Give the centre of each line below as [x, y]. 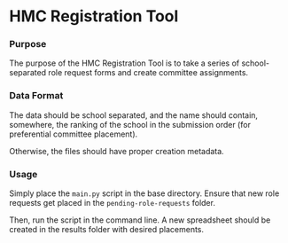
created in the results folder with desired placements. [107, 230]
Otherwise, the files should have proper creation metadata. [117, 151]
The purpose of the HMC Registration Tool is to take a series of [125, 63]
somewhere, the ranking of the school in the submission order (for [130, 124]
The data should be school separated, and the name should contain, [134, 115]
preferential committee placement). [74, 134]
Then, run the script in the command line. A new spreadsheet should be [140, 220]
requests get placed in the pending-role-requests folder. [112, 203]
